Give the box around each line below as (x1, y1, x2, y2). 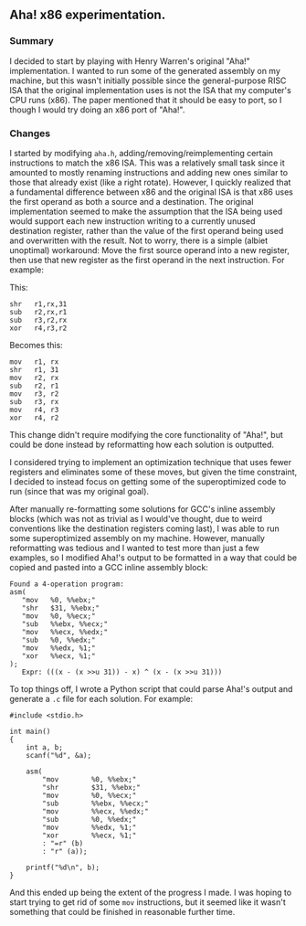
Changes (9, 127, 51, 140)
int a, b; (26, 742, 64, 752)
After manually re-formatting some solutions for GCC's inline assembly (9, 503, 276, 515)
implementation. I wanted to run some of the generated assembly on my (9, 65, 281, 76)
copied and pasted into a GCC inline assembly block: (9, 561, 208, 572)
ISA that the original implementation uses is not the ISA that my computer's (9, 84, 292, 95)
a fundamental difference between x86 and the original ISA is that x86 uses (9, 186, 294, 197)
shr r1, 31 (9, 365, 59, 374)
